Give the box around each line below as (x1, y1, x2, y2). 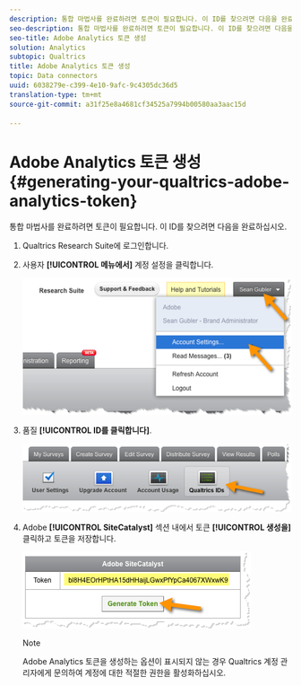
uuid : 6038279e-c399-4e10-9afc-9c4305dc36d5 (9, 81, 178, 90)
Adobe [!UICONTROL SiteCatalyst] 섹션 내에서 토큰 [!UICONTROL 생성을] (21, 522, 291, 533)
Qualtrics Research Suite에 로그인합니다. (21, 241, 169, 251)
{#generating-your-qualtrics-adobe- (9, 171, 290, 192)
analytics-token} (9, 190, 138, 211)
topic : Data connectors (9, 72, 99, 81)
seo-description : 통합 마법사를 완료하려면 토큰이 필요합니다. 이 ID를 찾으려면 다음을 (9, 23, 294, 33)
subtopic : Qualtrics (9, 52, 87, 62)
